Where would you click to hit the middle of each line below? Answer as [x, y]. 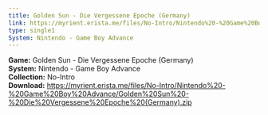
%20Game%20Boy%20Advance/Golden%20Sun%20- [99, 94]
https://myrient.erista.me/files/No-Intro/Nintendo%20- [136, 86]
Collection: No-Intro [42, 77]
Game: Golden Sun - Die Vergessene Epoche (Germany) [101, 60]
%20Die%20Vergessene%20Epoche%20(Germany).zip [100, 102]
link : [17, 23]
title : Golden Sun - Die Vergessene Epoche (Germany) [100, 15]
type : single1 [32, 30]
